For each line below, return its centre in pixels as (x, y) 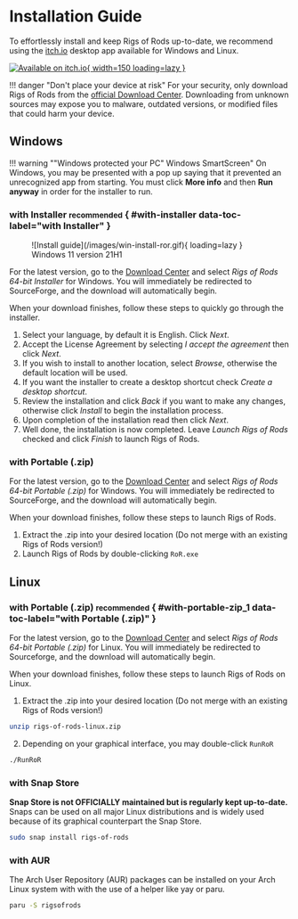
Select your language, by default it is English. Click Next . (125, 335)
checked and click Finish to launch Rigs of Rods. (111, 439)
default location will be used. (75, 373)
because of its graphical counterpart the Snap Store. (105, 821)
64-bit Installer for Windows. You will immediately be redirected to (130, 282)
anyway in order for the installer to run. (81, 191)
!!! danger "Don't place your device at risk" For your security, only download (149, 85)
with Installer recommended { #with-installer (103, 214)
